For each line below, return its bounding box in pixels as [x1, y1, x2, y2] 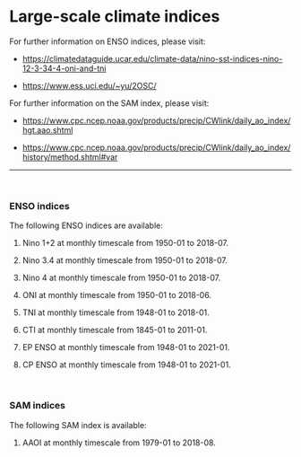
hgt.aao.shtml [21, 124, 73, 136]
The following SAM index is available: [9, 419, 147, 430]
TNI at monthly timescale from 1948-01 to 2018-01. [21, 307, 211, 318]
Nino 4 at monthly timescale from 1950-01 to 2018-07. [21, 272, 221, 284]
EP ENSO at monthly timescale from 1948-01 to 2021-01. [21, 342, 230, 353]
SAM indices [9, 400, 65, 412]
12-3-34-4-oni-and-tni [21, 63, 107, 74]
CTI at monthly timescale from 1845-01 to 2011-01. [21, 325, 208, 336]
